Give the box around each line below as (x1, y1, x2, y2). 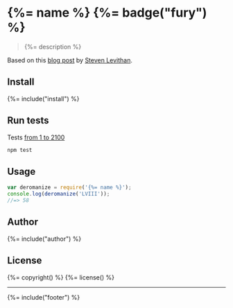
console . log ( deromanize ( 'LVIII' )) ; (7, 191, 110, 198)
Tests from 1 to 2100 (7, 133, 65, 142)
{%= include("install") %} (7, 94, 80, 103)
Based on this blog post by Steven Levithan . (7, 55, 133, 64)
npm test (7, 146, 33, 153)
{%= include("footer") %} (7, 293, 80, 301)
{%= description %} (24, 42, 82, 51)
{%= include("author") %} (7, 234, 82, 243)
